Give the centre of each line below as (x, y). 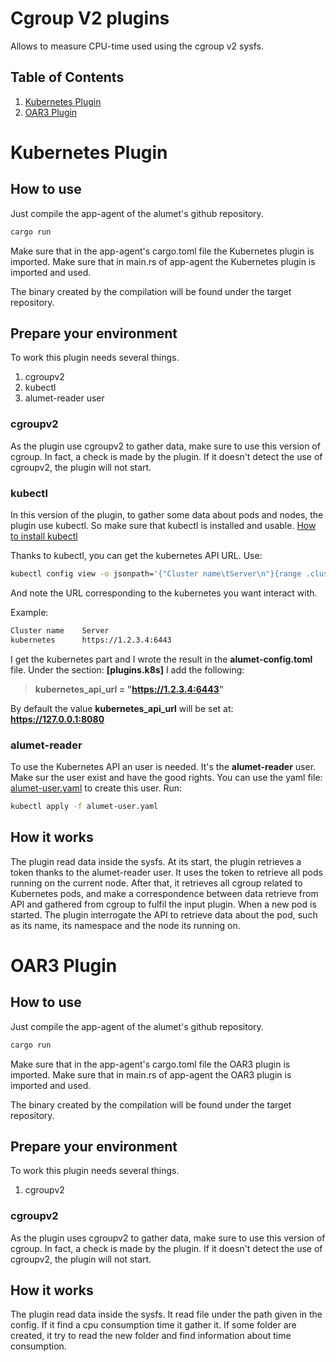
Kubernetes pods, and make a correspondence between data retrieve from (164, 893)
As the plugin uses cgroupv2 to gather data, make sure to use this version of (168, 1238)
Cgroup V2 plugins (90, 18)
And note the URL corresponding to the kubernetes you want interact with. (164, 593)
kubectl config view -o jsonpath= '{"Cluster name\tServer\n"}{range (156, 574)
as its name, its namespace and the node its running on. (125, 925)
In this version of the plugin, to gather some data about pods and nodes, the (167, 515)
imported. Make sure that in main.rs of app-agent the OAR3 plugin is (151, 1074)
